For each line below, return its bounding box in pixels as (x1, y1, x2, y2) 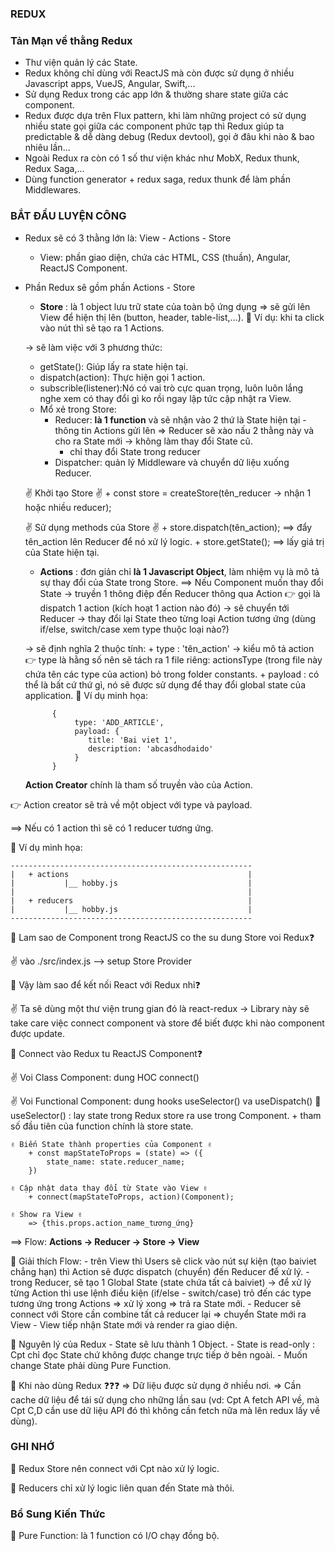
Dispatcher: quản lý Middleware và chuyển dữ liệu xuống (54, 456, 290, 468)
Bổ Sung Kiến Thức (10, 1507, 106, 1521)
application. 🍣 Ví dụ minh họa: (24, 689, 148, 701)
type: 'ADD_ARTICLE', (74, 717, 165, 727)
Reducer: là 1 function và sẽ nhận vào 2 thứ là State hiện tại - (54, 413, 307, 426)
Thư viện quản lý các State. (24, 57, 138, 69)
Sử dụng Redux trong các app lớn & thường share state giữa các (24, 88, 289, 101)
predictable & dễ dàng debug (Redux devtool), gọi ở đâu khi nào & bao (24, 131, 315, 143)
